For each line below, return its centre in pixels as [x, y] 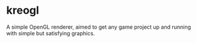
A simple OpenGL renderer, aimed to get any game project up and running [99, 27]
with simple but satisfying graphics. [51, 33]
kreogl [23, 10]
